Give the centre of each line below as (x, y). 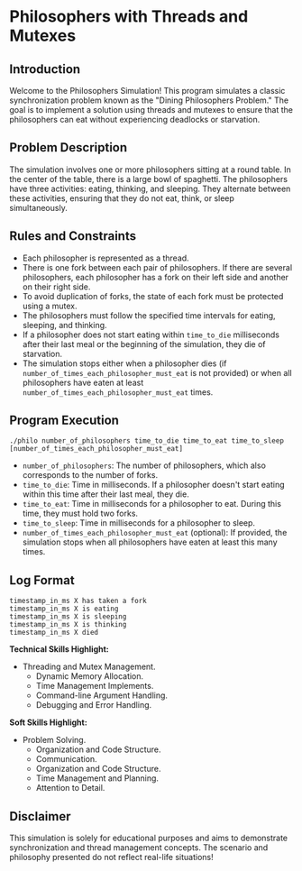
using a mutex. (50, 306)
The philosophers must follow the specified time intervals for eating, (149, 315)
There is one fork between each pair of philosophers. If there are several (157, 267)
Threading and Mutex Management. (89, 667)
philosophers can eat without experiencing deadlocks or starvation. (135, 119)
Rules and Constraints (73, 236)
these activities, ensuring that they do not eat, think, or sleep (122, 198)
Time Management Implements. (95, 686)
